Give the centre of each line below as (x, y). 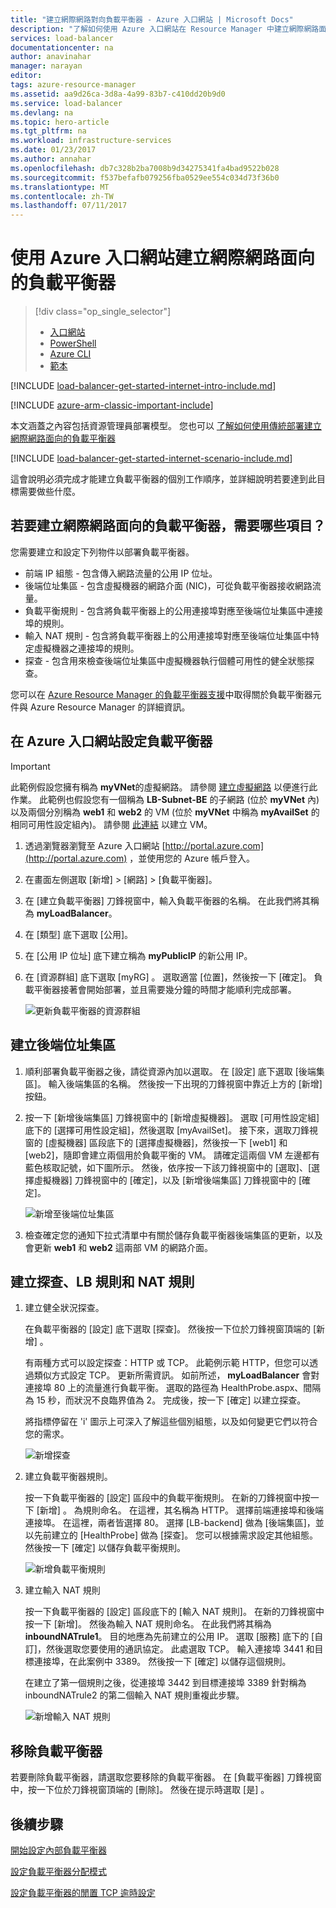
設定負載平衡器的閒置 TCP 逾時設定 (83, 1892)
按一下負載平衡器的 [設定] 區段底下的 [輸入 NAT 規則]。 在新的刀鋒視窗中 (174, 1612)
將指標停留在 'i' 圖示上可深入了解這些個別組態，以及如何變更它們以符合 (171, 1422)
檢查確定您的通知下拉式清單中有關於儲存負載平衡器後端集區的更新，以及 (173, 1235)
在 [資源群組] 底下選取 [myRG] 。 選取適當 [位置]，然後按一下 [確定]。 (168, 977)
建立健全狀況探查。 (64, 1308)
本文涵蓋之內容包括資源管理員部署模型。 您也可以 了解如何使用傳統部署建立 (166, 426)
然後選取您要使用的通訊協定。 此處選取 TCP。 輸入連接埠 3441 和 (180, 1649)
